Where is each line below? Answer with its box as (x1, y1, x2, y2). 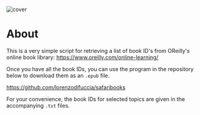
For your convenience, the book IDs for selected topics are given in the (6, 95, 185, 103)
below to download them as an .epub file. (6, 72, 110, 79)
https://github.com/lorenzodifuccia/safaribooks (6, 83, 126, 91)
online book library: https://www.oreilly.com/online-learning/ (6, 54, 159, 61)
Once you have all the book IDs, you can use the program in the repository (6, 65, 194, 72)
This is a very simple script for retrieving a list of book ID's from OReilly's (6, 47, 190, 54)
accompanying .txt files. (6, 102, 70, 109)
